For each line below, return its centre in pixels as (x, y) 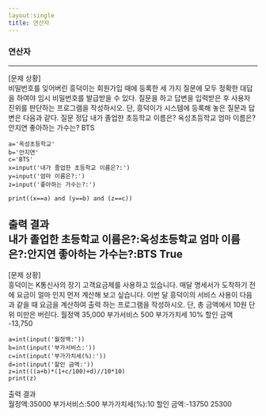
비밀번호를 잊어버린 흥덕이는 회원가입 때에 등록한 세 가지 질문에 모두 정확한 (123, 88)
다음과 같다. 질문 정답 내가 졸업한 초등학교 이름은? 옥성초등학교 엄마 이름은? (139, 117)
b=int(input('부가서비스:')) (52, 348)
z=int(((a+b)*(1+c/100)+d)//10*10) (67, 371)
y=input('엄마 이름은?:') (47, 176)
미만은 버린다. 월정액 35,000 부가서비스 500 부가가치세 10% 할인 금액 (125, 314)
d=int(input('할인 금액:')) (51, 365)
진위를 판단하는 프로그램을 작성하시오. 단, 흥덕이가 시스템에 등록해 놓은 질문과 (127, 108)
